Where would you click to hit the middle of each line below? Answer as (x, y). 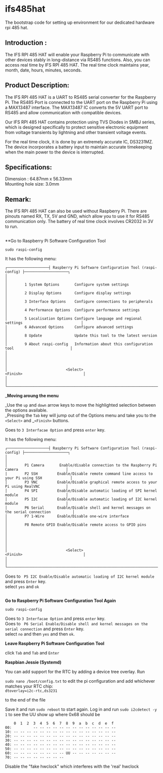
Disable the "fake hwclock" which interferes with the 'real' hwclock (72, 766)
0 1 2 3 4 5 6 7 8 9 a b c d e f (64, 723)
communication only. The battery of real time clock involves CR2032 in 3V (79, 222)
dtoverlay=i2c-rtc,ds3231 (31, 691)
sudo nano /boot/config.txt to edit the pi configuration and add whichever (80, 681)
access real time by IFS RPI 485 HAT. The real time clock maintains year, (77, 65)
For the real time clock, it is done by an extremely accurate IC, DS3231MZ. (79, 141)
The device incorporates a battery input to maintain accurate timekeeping (79, 147)
